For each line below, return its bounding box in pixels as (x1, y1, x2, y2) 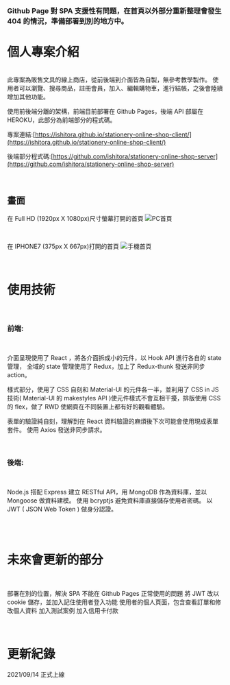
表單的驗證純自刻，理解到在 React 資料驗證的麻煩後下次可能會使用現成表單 (7, 417, 219, 425)
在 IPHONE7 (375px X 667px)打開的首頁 (7, 242, 120, 250)
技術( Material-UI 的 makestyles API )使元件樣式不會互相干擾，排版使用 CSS (7, 394, 221, 402)
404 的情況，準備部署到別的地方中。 (7, 16, 129, 25)
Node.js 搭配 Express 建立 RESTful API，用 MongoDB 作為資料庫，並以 (7, 488, 207, 496)
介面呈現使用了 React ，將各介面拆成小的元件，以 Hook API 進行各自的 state (7, 353, 222, 361)
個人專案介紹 (7, 45, 80, 60)
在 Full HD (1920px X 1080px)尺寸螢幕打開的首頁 (7, 214, 144, 222)
